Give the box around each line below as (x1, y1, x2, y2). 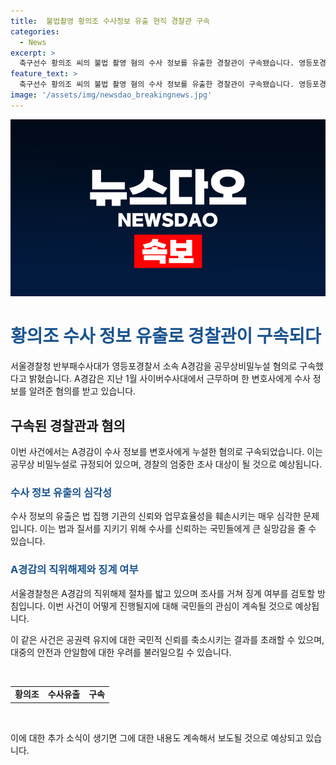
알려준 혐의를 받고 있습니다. (28, 385, 137, 397)
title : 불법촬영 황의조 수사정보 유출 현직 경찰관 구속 (10, 16, 211, 26)
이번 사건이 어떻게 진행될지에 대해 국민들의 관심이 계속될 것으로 (47, 600, 293, 612)
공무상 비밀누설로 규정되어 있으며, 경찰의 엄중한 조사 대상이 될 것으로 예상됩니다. (10, 458, 323, 470)
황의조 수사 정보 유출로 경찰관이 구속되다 (10, 325, 322, 348)
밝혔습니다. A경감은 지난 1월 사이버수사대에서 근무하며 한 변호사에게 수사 (28, 373, 311, 385)
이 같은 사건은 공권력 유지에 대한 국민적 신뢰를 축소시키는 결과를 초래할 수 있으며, (10, 633, 325, 645)
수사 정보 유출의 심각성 (10, 485, 113, 499)
